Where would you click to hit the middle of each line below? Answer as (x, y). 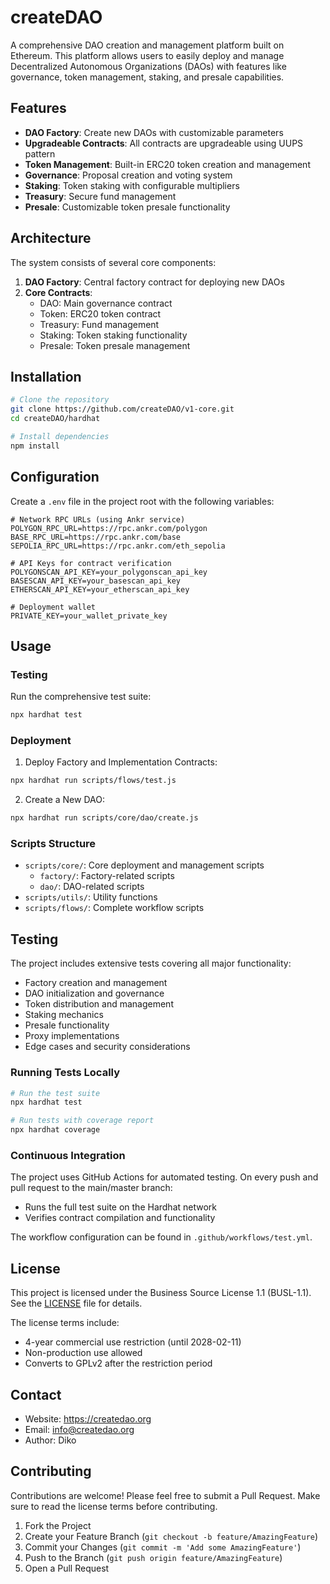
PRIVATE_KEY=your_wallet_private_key (89, 616)
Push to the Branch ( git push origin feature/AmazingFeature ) (153, 1557)
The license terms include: (65, 1323)
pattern (40, 153)
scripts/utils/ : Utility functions (91, 897)
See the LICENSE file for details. (76, 1303)
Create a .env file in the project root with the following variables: (142, 501)
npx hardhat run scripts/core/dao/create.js (104, 818)
